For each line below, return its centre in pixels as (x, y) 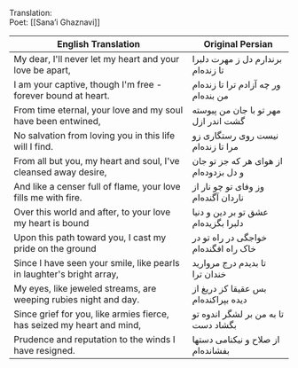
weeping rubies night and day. (77, 299)
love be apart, (42, 70)
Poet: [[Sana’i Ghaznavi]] (55, 22)
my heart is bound (51, 223)
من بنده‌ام (210, 95)
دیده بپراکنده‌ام (220, 299)
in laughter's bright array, (67, 274)
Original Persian (238, 44)
